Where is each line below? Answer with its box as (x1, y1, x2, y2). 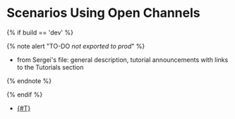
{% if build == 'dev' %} (6, 28, 73, 37)
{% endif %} (6, 90, 43, 99)
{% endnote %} (6, 76, 52, 85)
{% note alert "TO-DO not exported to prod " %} (6, 42, 145, 50)
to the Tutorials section (16, 63, 84, 71)
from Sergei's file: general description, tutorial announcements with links (16, 55, 229, 64)
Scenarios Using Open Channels (6, 5, 200, 21)
